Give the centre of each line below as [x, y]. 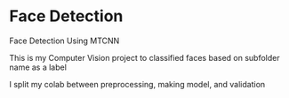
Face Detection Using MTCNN [64, 41]
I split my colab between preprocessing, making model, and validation [137, 84]
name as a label [38, 67]
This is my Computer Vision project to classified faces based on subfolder [144, 57]
